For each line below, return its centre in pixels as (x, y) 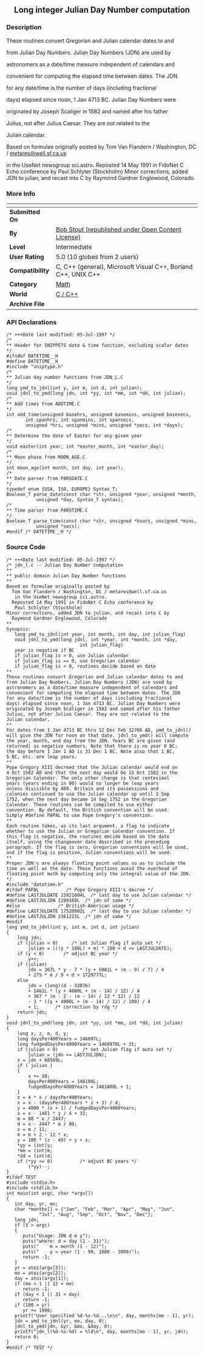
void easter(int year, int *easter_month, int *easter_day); (85, 447)
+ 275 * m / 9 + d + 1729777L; (68, 975)
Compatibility (29, 270)
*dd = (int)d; (35, 1156)
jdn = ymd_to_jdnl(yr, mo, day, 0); (61, 1321)
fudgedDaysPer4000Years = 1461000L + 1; (80, 1087)
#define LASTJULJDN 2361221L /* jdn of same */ (69, 916)
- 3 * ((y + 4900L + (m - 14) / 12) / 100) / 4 (89, 1001)
